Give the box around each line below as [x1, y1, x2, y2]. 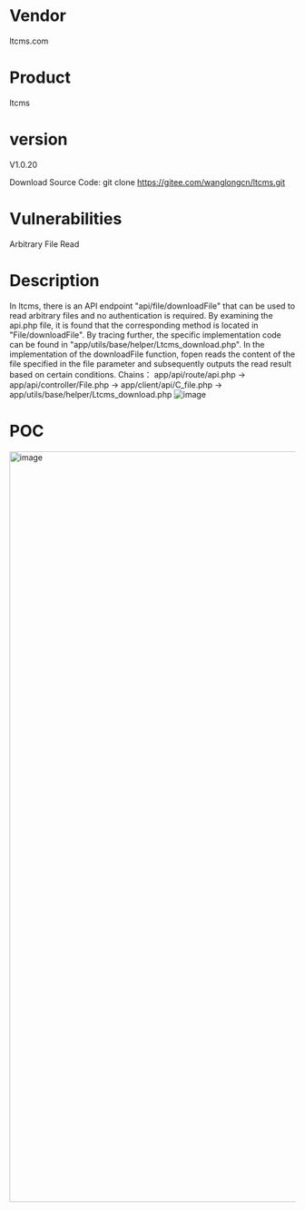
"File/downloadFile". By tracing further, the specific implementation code [9, 329, 281, 340]
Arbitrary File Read [9, 238, 80, 250]
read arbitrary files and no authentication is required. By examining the [9, 310, 274, 320]
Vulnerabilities [9, 209, 123, 229]
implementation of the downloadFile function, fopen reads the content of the [9, 349, 296, 359]
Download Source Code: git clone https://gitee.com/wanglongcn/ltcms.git [9, 176, 286, 187]
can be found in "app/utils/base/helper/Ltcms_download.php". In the [9, 339, 265, 350]
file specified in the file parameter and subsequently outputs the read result [9, 358, 292, 369]
